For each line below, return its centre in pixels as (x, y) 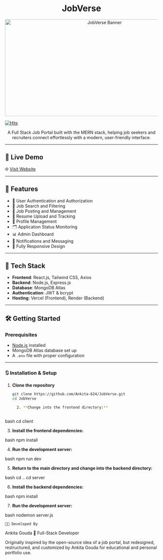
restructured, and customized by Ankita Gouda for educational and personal (81, 547)
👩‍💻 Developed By (21, 524)
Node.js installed (29, 345)
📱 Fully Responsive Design (39, 246)
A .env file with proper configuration (48, 356)
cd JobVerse (24, 399)
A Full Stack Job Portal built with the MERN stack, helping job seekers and (81, 132)
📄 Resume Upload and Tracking (44, 216)
